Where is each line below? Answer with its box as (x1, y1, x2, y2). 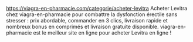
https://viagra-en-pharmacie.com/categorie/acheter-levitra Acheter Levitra (6, 5, 188, 12)
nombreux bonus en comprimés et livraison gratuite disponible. (6, 23, 160, 30)
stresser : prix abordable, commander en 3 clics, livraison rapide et (6, 17, 168, 24)
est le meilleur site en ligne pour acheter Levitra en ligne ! (33, 29, 172, 36)
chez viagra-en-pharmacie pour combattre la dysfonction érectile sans (6, 11, 178, 18)
